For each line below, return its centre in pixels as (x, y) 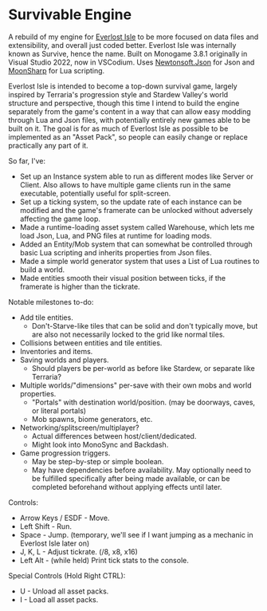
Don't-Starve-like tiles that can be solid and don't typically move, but (145, 325)
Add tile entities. (46, 317)
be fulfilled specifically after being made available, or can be (131, 478)
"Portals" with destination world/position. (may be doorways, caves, (143, 402)
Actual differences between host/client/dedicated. (114, 436)
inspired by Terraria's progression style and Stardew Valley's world (118, 94)
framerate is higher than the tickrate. (80, 286)
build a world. (42, 270)
